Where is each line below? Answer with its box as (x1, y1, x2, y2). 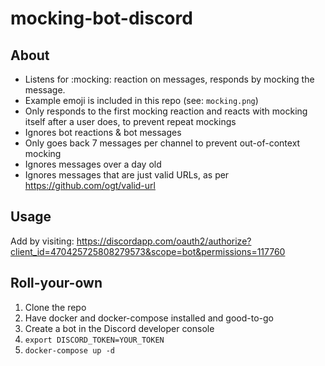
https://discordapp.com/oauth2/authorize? (76, 235, 252, 247)
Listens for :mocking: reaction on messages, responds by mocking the (24, 73, 315, 85)
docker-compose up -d (24, 345, 115, 356)
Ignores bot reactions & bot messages (24, 127, 182, 138)
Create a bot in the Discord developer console (24, 322, 215, 334)
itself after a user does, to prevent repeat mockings (24, 116, 237, 127)
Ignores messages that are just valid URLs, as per (24, 169, 230, 181)
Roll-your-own (10, 275, 103, 292)
